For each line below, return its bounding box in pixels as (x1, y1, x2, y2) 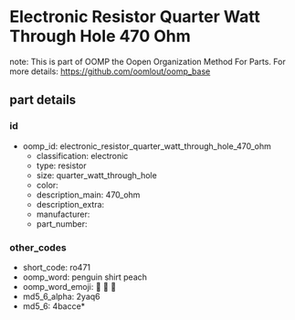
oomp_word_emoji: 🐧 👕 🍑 (22, 281, 117, 292)
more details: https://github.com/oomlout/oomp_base (9, 66, 211, 77)
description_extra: (36, 198, 105, 209)
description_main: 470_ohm (36, 189, 141, 200)
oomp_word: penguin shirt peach (22, 272, 148, 283)
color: (36, 179, 59, 190)
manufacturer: (36, 208, 90, 219)
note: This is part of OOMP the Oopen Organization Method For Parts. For (9, 56, 286, 67)
